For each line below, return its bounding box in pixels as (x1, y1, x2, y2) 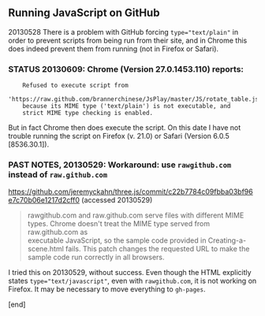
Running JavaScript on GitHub (8, 6, 160, 20)
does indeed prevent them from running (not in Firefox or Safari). (8, 43, 219, 54)
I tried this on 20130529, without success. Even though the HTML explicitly (8, 268, 252, 277)
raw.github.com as (27, 228, 88, 237)
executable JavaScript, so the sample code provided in (27, 236, 207, 245)
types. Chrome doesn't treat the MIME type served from (27, 219, 211, 229)
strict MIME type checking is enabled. (22, 110, 154, 117)
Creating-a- (207, 236, 247, 245)
